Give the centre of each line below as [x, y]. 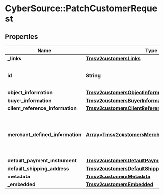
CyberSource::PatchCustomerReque [81, 9]
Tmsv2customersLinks [113, 59]
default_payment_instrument [42, 161]
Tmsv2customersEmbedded [120, 184]
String [93, 76]
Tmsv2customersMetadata [118, 176]
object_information [30, 93]
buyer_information [30, 100]
